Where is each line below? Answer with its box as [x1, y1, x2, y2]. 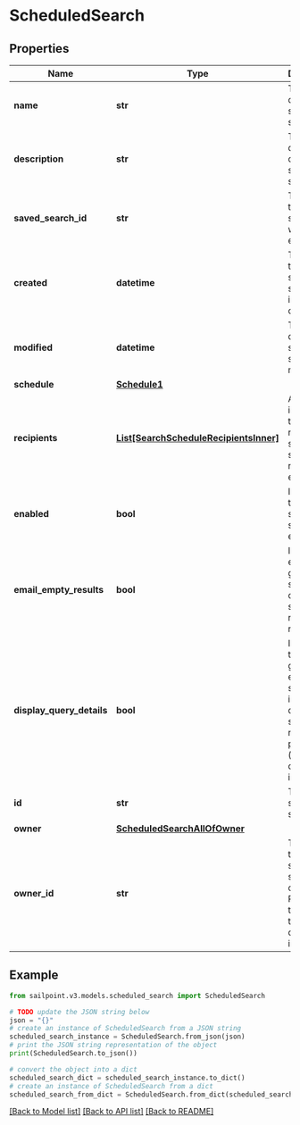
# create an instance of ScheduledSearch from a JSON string [9, 1024, 242, 1033]
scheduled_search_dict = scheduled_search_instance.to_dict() [9, 1073, 246, 1082]
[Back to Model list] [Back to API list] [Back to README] [9, 1106, 214, 1117]
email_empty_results [13, 584, 104, 596]
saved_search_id [13, 212, 87, 224]
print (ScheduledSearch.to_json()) [9, 1049, 138, 1058]
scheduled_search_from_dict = [9, 1090, 122, 1099]
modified [13, 341, 54, 354]
